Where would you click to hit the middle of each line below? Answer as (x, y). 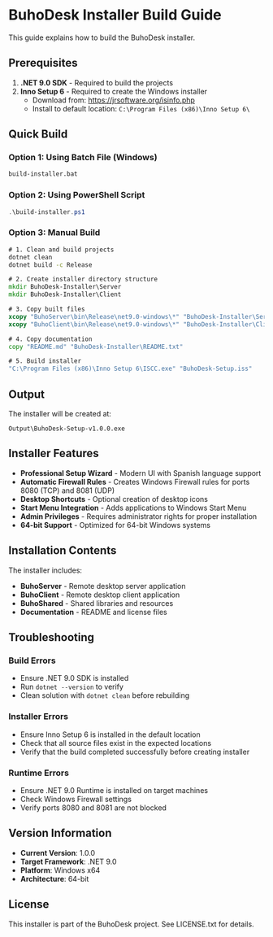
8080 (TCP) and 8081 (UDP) (67, 490)
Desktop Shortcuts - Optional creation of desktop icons (114, 499)
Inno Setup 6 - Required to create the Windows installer (114, 91)
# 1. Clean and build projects (61, 250)
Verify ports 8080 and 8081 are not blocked (93, 808)
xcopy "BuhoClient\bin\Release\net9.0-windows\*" (94, 324)
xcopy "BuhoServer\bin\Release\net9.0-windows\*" (94, 316)
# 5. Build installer (45, 361)
